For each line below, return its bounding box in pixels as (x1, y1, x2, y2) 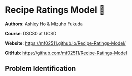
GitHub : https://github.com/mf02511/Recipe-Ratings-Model (5, 50, 127, 56)
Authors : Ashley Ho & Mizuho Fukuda (5, 21, 83, 27)
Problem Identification (5, 64, 76, 73)
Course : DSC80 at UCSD (5, 30, 57, 36)
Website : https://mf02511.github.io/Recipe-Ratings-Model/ (5, 40, 126, 46)
